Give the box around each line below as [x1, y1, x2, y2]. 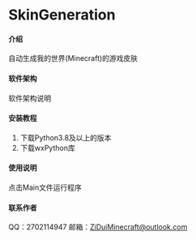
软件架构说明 [8, 93, 51, 103]
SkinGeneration [8, 6, 116, 24]
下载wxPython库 [19, 143, 75, 152]
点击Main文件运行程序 [8, 182, 83, 192]
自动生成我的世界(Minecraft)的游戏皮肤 [8, 54, 138, 63]
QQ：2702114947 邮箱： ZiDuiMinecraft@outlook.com [8, 222, 188, 232]
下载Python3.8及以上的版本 [19, 132, 112, 143]
